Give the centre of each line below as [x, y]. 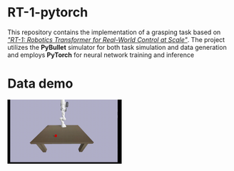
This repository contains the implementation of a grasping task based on [114, 32]
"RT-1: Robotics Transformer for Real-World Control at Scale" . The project [116, 39]
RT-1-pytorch [48, 12]
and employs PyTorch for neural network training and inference [101, 55]
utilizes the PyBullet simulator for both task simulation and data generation [117, 47]
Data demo [40, 84]
